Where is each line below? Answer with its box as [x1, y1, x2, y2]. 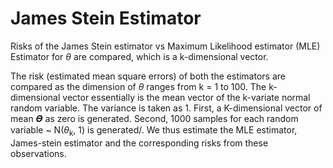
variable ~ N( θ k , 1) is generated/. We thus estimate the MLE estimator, [10, 123, 298, 138]
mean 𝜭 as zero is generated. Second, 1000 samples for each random [10, 112, 299, 124]
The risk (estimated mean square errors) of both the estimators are [10, 70, 286, 82]
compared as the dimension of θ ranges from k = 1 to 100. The [10, 80, 267, 92]
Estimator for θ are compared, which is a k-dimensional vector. [10, 50, 269, 62]
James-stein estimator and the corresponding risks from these [10, 137, 269, 149]
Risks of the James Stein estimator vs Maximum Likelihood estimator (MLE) [10, 40, 321, 52]
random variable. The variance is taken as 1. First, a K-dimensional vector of [10, 102, 323, 114]
